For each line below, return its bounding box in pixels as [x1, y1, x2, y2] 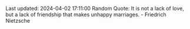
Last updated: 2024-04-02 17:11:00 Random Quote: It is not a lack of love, [5, 5, 185, 12]
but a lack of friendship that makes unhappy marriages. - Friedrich [5, 11, 166, 18]
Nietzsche [5, 17, 31, 24]
